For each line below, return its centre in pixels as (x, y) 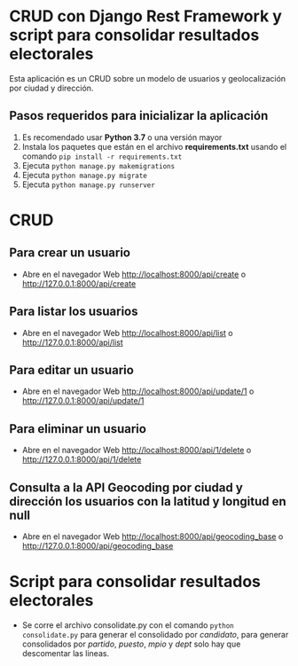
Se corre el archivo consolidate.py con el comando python (128, 625)
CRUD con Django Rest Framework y (145, 16)
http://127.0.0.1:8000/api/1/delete (82, 459)
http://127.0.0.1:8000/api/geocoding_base (98, 546)
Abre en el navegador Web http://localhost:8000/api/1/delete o (137, 451)
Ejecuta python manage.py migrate (85, 175)
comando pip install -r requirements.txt (102, 156)
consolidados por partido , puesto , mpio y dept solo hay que (131, 644)
